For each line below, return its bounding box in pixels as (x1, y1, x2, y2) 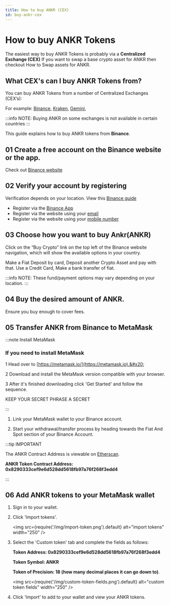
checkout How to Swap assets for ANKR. (5, 62, 91, 68)
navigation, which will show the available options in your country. (5, 249, 141, 255)
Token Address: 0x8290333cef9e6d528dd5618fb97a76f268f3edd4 (12, 549, 161, 556)
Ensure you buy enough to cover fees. (5, 308, 85, 314)
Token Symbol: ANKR (12, 559, 59, 565)
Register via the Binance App (12, 205, 74, 211)
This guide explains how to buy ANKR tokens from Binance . (5, 130, 130, 137)
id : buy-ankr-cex (5, 12, 42, 17)
